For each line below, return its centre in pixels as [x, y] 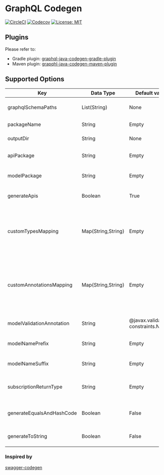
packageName [24, 124]
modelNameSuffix [28, 363]
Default [144, 93]
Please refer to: [20, 49]
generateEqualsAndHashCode [42, 413]
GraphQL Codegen [43, 9]
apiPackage [21, 155]
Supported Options [35, 79]
